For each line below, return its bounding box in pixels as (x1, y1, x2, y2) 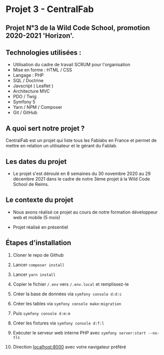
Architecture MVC (12, 88, 50, 94)
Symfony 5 (12, 99, 35, 105)
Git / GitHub (12, 109, 37, 116)
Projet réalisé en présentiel (12, 224, 68, 230)
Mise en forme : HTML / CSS (12, 67, 72, 73)
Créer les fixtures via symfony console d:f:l (12, 320, 104, 326)
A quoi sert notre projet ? (5, 124, 85, 132)
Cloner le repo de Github (12, 252, 64, 258)
